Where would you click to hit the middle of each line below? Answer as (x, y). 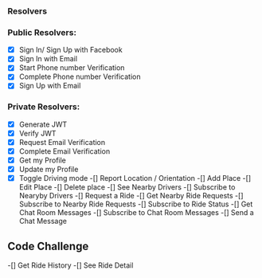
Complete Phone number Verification (80, 76)
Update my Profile (49, 170)
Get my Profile (43, 160)
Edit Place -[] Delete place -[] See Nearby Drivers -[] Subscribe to (127, 187)
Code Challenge (48, 246)
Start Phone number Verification (72, 68)
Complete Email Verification (65, 151)
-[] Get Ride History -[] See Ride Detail (70, 265)
